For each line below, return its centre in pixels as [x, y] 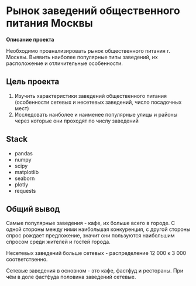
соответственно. [27, 260]
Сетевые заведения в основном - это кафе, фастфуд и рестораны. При [95, 271]
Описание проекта [30, 39]
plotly [21, 184]
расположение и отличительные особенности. [64, 63]
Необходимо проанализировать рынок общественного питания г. [88, 50]
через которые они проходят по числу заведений [76, 121]
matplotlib [27, 172]
